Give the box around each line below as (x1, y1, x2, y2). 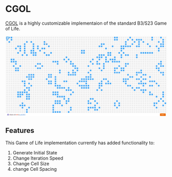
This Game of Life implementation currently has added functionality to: (5, 140, 155, 146)
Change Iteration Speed (12, 155, 63, 162)
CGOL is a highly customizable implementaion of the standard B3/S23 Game (5, 20, 167, 26)
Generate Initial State (12, 150, 58, 156)
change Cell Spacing (12, 166, 57, 172)
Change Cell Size (12, 161, 50, 167)
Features (5, 126, 34, 135)
